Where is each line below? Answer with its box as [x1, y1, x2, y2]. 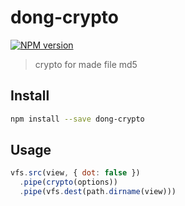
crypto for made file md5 [34, 58, 138, 70]
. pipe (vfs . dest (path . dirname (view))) [19, 187, 177, 197]
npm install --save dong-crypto [10, 114, 145, 124]
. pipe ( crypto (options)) [19, 177, 118, 188]
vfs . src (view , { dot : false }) [10, 168, 141, 178]
